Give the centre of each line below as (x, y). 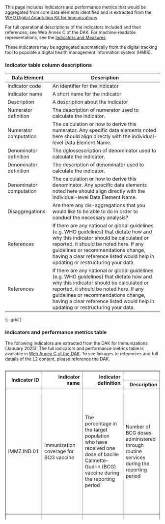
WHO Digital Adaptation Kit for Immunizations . (52, 17)
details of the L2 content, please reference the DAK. (58, 359)
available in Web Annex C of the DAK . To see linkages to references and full (82, 353)
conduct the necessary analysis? (90, 217)
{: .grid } (14, 320)
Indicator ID (25, 380)
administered (141, 439)
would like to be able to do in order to (95, 212)
